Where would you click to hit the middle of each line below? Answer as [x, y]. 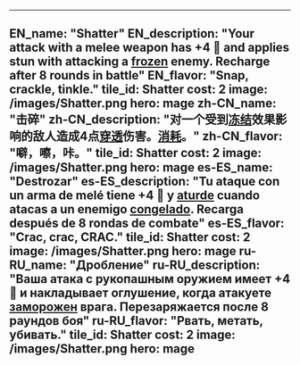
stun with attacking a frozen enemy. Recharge [140, 62]
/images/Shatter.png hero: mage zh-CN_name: [143, 104]
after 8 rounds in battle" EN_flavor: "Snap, [129, 75]
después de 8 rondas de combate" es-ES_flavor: [147, 224]
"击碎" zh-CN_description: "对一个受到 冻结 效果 [142, 120]
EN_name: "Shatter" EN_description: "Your [132, 33]
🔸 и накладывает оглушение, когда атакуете [141, 293]
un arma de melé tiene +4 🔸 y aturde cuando [135, 196]
